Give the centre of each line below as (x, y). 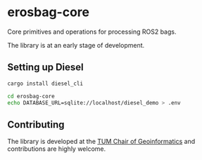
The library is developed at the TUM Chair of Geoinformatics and (101, 142)
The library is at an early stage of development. (76, 45)
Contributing (36, 125)
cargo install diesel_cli (45, 84)
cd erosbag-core (31, 96)
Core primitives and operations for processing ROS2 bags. (92, 32)
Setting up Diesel (46, 67)
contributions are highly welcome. (57, 149)
